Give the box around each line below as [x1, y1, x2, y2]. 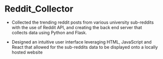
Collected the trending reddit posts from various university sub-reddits [11, 19, 154, 25]
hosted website [11, 49, 43, 55]
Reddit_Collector [4, 3, 74, 15]
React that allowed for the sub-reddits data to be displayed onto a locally [11, 44, 158, 50]
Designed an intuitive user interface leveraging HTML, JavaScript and [11, 39, 152, 44]
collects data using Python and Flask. [11, 29, 87, 35]
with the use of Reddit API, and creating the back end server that [11, 24, 143, 30]
